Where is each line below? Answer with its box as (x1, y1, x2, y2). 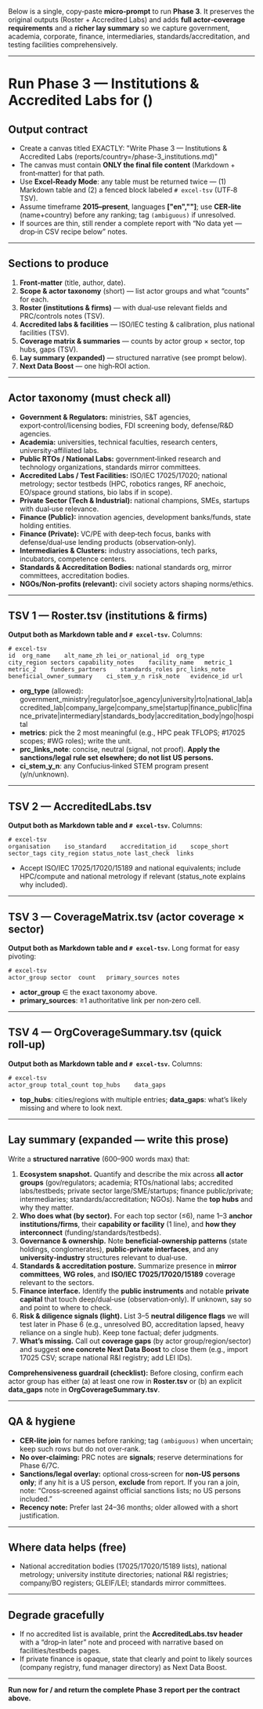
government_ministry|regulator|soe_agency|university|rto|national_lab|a (19, 695, 253, 704)
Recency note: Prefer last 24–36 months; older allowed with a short (19, 1503, 239, 1512)
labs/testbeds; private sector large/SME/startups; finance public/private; (19, 1185, 254, 1196)
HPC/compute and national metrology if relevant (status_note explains (19, 871, 246, 882)
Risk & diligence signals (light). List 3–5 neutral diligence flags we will (19, 1311, 250, 1320)
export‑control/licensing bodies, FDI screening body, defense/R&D (19, 420, 234, 430)
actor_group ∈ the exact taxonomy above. (19, 988, 158, 997)
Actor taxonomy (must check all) (8, 392, 171, 405)
